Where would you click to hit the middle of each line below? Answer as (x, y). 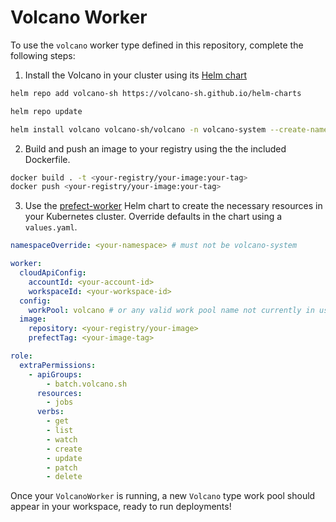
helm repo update (46, 111)
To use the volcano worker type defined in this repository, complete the (157, 45)
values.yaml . (51, 227)
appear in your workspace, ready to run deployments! (121, 507)
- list (60, 431)
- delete (64, 477)
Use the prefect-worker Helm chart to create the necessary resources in (173, 206)
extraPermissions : (58, 365)
